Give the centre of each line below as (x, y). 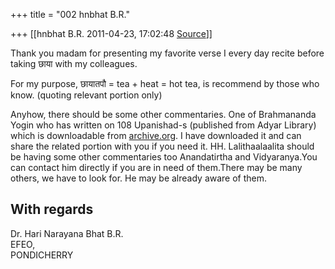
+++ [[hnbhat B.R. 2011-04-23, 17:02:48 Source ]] (111, 33)
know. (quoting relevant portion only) (86, 95)
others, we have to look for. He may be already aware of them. (139, 178)
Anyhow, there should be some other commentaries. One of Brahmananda (163, 114)
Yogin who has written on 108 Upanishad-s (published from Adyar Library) (163, 125)
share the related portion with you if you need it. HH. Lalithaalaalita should (162, 146)
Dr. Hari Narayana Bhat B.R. (67, 233)
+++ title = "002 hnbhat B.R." (70, 14)
